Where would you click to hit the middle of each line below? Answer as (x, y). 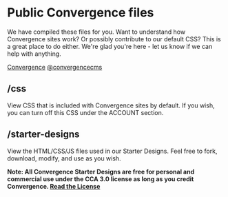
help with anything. (34, 54)
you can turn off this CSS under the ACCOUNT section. (85, 112)
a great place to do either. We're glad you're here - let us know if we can (110, 46)
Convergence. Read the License (54, 186)
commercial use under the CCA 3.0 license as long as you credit (101, 179)
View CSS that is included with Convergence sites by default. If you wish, (111, 105)
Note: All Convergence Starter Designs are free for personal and (101, 172)
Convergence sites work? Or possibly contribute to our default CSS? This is (114, 39)
